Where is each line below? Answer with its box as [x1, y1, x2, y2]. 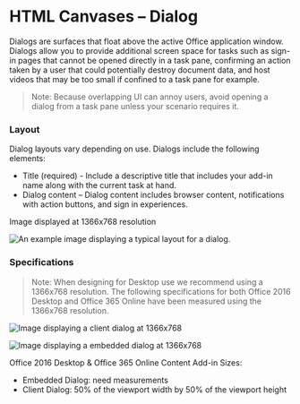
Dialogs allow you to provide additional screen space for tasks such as [9, 45, 270, 56]
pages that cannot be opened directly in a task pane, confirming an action [17, 55, 291, 65]
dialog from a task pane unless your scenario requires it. [30, 100, 240, 111]
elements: [9, 153, 47, 164]
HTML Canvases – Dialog [9, 6, 199, 27]
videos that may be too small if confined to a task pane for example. [9, 73, 260, 84]
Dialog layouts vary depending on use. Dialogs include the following [9, 143, 260, 154]
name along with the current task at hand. [21, 180, 177, 191]
